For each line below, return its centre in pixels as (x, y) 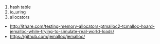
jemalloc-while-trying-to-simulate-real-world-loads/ (62, 31)
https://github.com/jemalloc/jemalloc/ (47, 36)
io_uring (18, 12)
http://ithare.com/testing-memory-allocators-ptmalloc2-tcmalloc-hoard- (82, 26)
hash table (20, 7)
